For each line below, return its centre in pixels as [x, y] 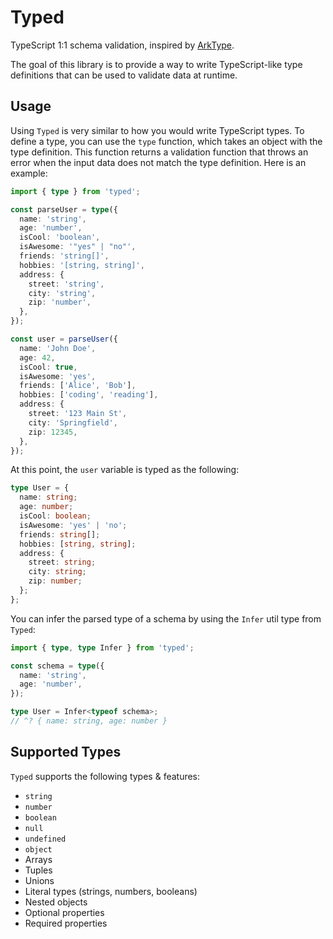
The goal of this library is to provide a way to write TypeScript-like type [156, 64]
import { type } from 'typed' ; [75, 191]
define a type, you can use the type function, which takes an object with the [166, 141]
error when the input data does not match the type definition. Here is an [158, 162]
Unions [39, 880]
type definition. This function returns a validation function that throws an [159, 152]
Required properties [66, 923]
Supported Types [66, 752]
